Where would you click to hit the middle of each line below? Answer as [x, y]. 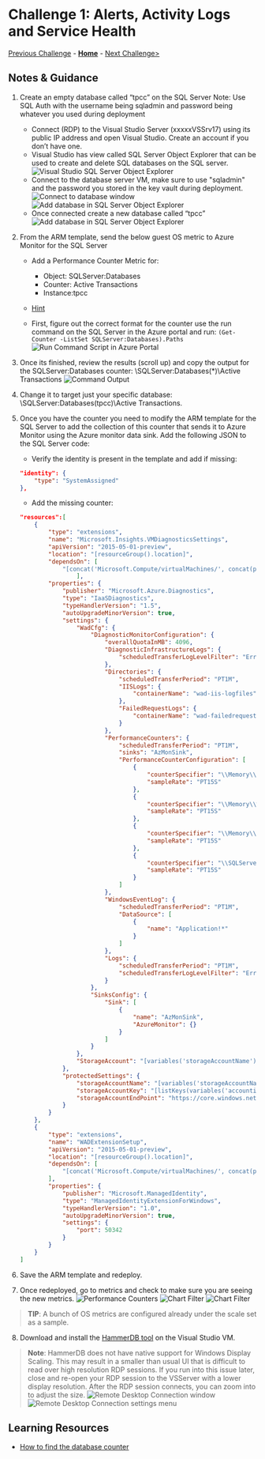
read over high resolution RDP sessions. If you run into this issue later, [141, 1370]
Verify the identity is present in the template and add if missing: [134, 458]
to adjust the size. [56, 1395]
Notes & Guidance [53, 78]
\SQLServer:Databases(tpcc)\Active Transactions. [101, 403]
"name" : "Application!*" [188, 929]
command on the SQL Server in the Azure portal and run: [124, 332]
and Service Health [72, 31]
